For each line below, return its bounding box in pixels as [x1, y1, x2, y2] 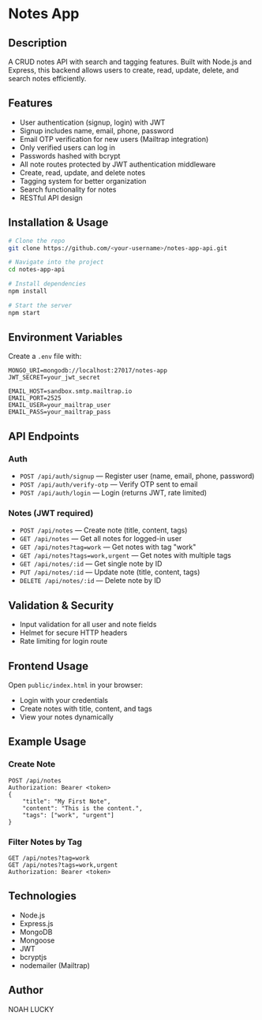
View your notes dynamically [19, 712, 114, 722]
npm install [8, 287, 47, 295]
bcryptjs [19, 952, 47, 962]
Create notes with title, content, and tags [19, 704, 152, 714]
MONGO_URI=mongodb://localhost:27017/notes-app [8, 367, 168, 375]
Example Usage [8, 735, 87, 749]
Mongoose [19, 936, 55, 945]
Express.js [19, 918, 54, 928]
